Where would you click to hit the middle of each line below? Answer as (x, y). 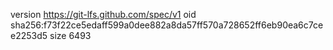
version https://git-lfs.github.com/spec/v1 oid (103, 14)
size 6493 (70, 35)
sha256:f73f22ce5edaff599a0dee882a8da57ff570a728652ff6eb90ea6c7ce (167, 25)
